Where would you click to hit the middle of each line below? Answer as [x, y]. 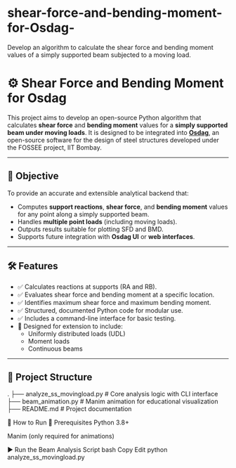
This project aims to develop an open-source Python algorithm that [104, 117]
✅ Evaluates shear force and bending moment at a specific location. [116, 294]
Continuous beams [55, 349]
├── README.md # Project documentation [70, 409]
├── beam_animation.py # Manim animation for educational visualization [113, 401]
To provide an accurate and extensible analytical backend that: [98, 193]
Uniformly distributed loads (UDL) [77, 333]
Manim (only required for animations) [61, 436]
